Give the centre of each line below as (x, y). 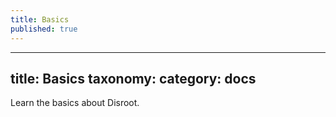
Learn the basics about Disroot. (75, 103)
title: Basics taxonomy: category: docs (133, 78)
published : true (44, 29)
